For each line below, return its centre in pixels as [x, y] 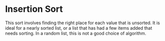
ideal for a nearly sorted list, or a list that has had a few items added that [79, 28]
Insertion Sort [34, 9]
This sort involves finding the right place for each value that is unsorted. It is [82, 23]
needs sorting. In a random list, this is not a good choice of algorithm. [76, 33]
